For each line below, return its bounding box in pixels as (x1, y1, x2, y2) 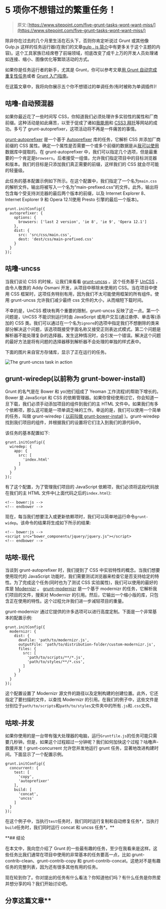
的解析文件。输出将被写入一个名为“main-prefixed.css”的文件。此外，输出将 (5, 184, 159, 190)
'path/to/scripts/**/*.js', (27, 655, 85, 660)
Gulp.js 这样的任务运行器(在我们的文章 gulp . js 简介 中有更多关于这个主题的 (5, 44, 156, 50)
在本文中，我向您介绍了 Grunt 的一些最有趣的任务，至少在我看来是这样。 (5, 846, 153, 851)
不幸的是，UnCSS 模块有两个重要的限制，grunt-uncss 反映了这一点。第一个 (5, 308, 160, 314)
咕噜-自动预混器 (5, 100, 54, 108)
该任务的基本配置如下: (5, 430, 50, 436)
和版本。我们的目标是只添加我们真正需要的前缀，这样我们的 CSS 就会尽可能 (5, 161, 160, 167)
